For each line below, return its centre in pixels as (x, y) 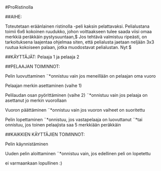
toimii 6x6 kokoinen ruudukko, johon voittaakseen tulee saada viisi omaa (79, 31)
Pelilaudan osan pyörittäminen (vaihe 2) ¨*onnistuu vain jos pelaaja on (76, 95)
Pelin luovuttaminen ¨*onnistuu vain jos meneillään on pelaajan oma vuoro (80, 76)
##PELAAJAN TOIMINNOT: (32, 66)
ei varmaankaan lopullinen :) (34, 163)
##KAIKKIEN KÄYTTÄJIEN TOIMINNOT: (45, 134)
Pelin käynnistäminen (27, 144)
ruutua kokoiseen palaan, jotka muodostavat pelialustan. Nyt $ (68, 47)
